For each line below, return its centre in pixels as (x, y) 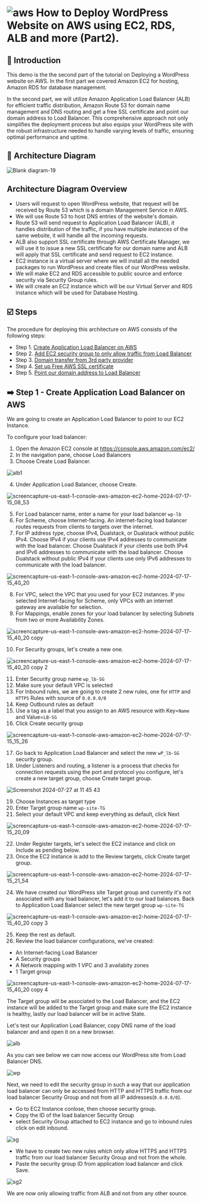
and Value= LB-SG (36, 717)
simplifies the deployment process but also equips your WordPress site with (100, 124)
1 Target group (33, 971)
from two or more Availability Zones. (60, 620)
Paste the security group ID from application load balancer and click (99, 1164)
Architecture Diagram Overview (67, 189)
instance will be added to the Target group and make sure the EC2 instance (99, 1007)
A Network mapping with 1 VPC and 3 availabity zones (82, 966)
